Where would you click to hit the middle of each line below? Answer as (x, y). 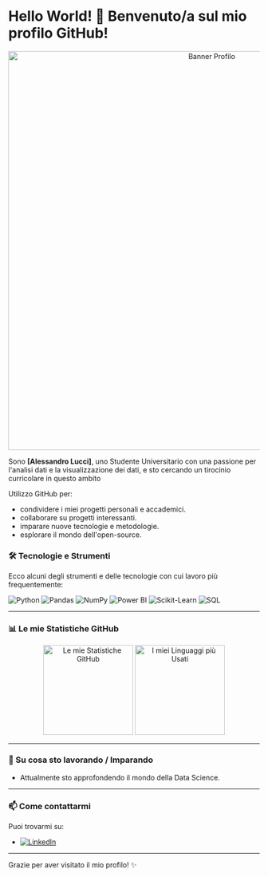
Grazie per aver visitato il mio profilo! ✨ (73, 865)
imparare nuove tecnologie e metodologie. (89, 526)
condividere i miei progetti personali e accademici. (102, 509)
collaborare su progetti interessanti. (78, 517)
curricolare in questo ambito (55, 478)
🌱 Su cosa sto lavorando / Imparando (81, 760)
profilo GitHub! (59, 33)
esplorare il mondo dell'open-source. (81, 535)
